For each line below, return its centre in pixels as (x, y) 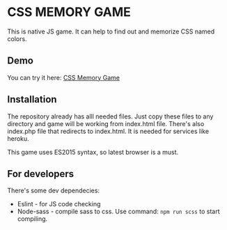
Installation (32, 99)
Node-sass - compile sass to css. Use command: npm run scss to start (118, 212)
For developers (41, 174)
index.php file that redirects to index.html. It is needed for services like (108, 131)
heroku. (18, 138)
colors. (17, 38)
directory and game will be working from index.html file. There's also (106, 123)
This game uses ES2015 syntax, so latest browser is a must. (93, 152)
